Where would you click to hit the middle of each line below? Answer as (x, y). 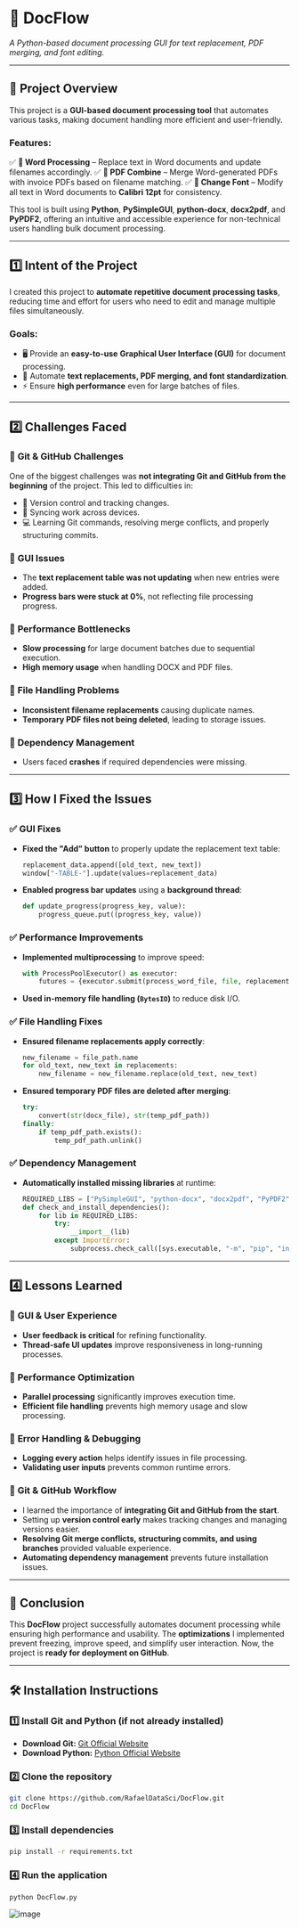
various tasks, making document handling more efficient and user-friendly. (146, 119)
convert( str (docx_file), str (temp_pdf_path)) (125, 1116)
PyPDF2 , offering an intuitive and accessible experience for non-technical (145, 219)
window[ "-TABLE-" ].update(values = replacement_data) (120, 873)
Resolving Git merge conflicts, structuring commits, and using (140, 1538)
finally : (38, 1123)
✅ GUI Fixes (35, 829)
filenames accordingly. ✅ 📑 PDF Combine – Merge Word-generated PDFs (144, 172)
